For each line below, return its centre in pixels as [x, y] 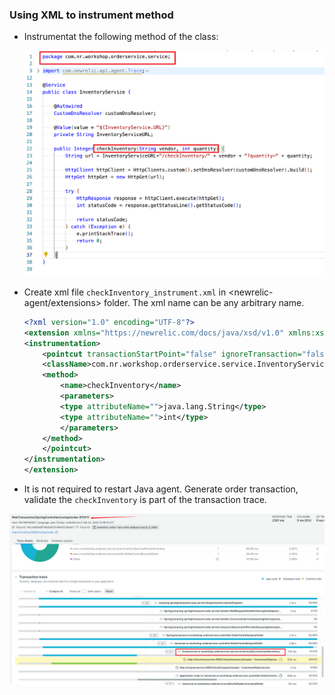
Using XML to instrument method [91, 15]
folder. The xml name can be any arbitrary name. [204, 302]
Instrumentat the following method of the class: [121, 37]
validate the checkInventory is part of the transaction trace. [145, 500]
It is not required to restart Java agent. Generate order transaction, [161, 489]
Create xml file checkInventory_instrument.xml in [125, 292]
